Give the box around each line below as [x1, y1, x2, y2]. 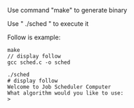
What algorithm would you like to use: [7, 90, 124, 97]
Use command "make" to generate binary [7, 6, 128, 14]
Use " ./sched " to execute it [7, 20, 89, 27]
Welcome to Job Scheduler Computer [7, 83, 112, 90]
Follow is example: [7, 33, 61, 41]
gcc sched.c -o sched [7, 59, 71, 66]
